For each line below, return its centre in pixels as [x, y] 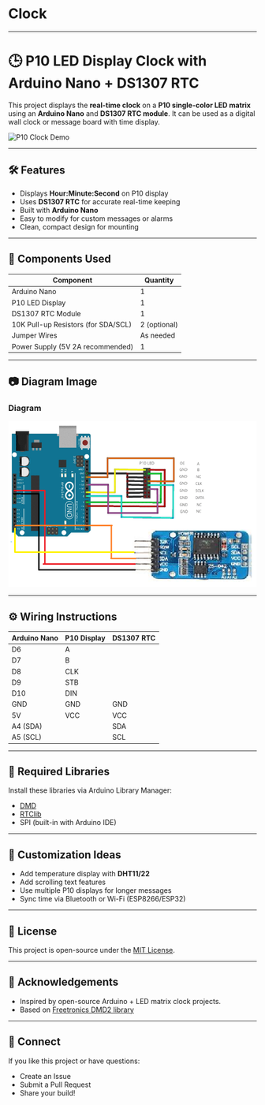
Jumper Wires [34, 335]
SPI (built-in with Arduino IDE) [68, 823]
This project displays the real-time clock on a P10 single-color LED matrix [129, 105]
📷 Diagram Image [53, 382]
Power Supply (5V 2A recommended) [73, 346]
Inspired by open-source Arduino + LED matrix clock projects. [120, 1001]
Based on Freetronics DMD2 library [77, 1010]
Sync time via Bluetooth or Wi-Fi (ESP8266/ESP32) [103, 899]
